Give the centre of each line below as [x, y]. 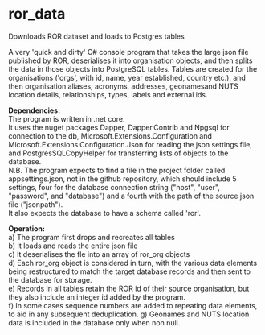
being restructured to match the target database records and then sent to [130, 271]
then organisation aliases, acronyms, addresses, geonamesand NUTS [124, 86]
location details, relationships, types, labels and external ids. [108, 94]
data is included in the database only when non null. [94, 322]
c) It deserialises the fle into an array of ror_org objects [99, 254]
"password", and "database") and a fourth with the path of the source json [131, 196]
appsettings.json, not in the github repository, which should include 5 [122, 179]
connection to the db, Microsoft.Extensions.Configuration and [110, 136]
